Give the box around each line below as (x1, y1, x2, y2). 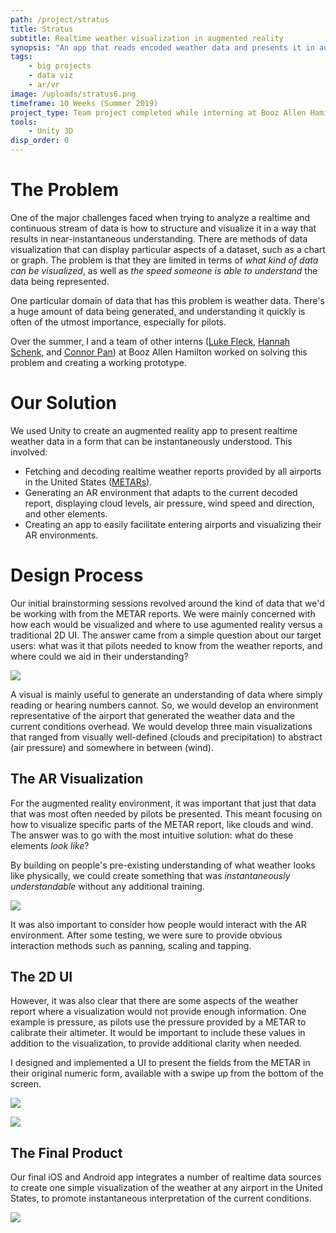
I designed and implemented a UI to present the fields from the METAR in (10, 1057, 311, 1069)
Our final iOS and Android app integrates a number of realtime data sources (10, 1171, 322, 1183)
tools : (10, 117, 38, 127)
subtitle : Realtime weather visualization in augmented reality (10, 33, 284, 43)
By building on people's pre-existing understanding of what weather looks (10, 859, 316, 871)
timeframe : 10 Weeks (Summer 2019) (10, 98, 159, 108)
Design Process (10, 564, 144, 587)
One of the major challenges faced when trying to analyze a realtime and (10, 211, 311, 223)
